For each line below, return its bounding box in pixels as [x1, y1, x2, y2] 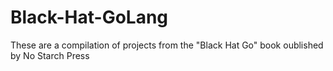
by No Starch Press [10, 49, 90, 61]
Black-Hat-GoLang [10, 6, 169, 29]
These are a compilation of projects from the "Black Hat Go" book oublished [10, 39, 324, 51]
